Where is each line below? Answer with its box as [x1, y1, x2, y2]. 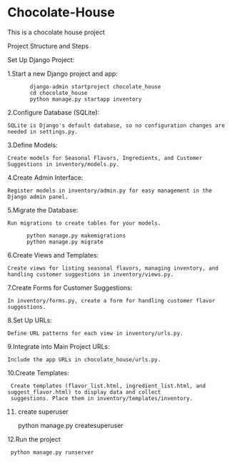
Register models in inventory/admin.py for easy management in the [7, 187, 213, 194]
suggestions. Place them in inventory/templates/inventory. [10, 395, 193, 402]
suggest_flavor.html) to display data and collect [7, 388, 161, 396]
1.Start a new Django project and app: [7, 69, 118, 78]
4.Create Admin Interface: [7, 173, 84, 182]
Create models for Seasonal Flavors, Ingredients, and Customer [7, 154, 203, 161]
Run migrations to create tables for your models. [7, 219, 161, 227]
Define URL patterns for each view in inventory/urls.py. [7, 330, 183, 337]
